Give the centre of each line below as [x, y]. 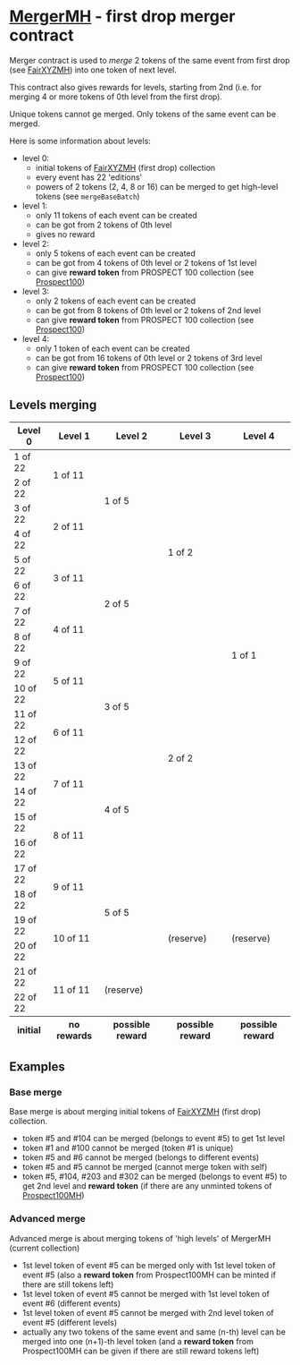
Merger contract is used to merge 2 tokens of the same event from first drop [150, 60]
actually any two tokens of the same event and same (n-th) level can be [154, 1332]
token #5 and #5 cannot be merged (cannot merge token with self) [145, 1167]
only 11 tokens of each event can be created [117, 215]
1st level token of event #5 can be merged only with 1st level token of [149, 1265]
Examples [37, 1067]
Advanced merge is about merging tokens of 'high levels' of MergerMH [140, 1238]
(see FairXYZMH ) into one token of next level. [93, 70]
